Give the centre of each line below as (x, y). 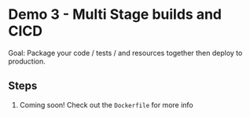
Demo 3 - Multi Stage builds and (115, 15)
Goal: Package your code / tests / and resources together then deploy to (125, 53)
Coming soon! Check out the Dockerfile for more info (107, 104)
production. (27, 61)
